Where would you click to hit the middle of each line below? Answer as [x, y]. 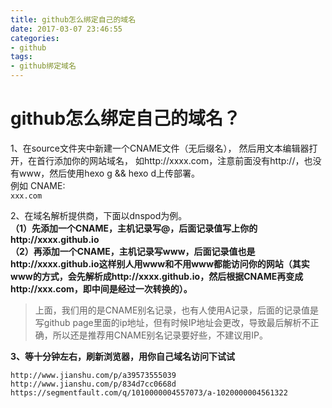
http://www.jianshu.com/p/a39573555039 [93, 375]
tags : [21, 57]
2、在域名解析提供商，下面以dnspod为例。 [99, 215]
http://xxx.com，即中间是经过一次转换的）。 [101, 288]
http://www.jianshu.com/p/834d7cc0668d [93, 384]
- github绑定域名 [43, 66]
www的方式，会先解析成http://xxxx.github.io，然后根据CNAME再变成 [157, 276]
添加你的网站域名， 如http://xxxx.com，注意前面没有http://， [179, 160]
